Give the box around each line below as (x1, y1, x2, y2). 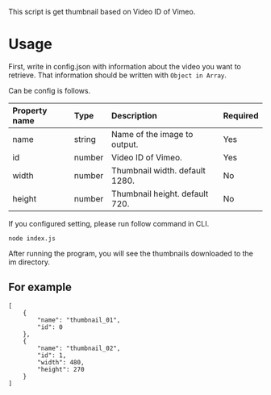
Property (12, 105, 48, 116)
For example (8, 281, 73, 294)
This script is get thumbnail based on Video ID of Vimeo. (8, 7, 196, 16)
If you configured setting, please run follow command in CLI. (8, 218, 210, 228)
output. (111, 139, 139, 150)
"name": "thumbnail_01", (37, 316, 121, 324)
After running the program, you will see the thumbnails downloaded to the (8, 248, 254, 258)
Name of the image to (111, 128, 194, 139)
